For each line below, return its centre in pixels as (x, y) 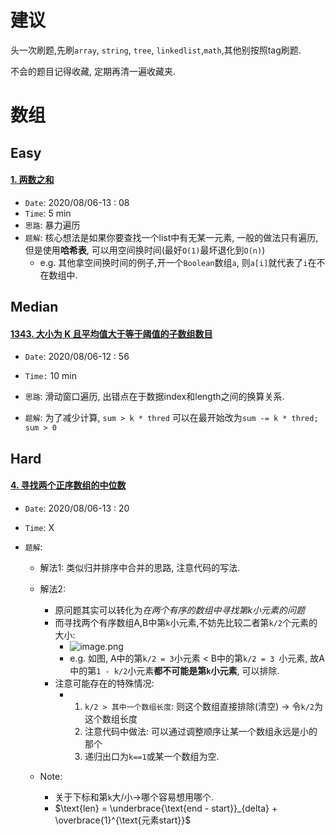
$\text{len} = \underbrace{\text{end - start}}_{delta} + (166, 808)
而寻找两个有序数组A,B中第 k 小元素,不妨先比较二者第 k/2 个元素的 (186, 622)
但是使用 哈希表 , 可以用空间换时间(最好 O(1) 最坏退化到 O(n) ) (145, 250)
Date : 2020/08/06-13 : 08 (77, 202)
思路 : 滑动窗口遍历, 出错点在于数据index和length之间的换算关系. (154, 397)
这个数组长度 (111, 718)
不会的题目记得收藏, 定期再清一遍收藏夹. (93, 71)
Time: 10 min (50, 376)
